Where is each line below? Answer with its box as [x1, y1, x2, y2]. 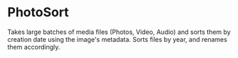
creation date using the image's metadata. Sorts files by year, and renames [7, 35, 228, 43]
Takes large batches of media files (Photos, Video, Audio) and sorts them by [7, 28, 231, 36]
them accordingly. [7, 42, 61, 51]
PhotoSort [7, 4, 69, 21]
